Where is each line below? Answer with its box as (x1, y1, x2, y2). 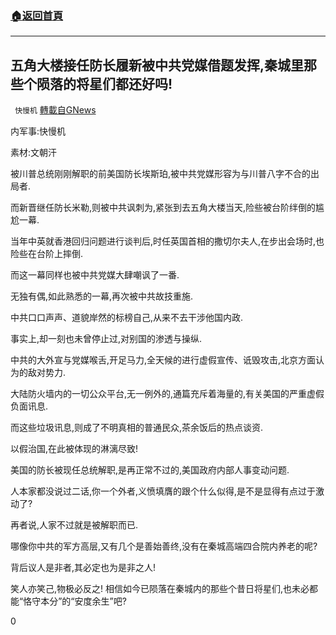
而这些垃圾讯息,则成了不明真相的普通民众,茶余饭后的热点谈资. (10, 422, 264, 434)
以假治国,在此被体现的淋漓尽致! (10, 443, 139, 455)
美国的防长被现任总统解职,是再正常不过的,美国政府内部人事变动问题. (10, 464, 290, 476)
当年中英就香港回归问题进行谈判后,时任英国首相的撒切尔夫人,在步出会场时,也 (10, 235, 325, 247)
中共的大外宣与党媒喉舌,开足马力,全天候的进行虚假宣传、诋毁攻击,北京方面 (10, 354, 317, 366)
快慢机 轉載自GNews (14, 104, 97, 116)
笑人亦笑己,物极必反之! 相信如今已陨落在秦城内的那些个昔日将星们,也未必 (10, 583, 310, 595)
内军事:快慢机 (10, 125, 67, 137)
